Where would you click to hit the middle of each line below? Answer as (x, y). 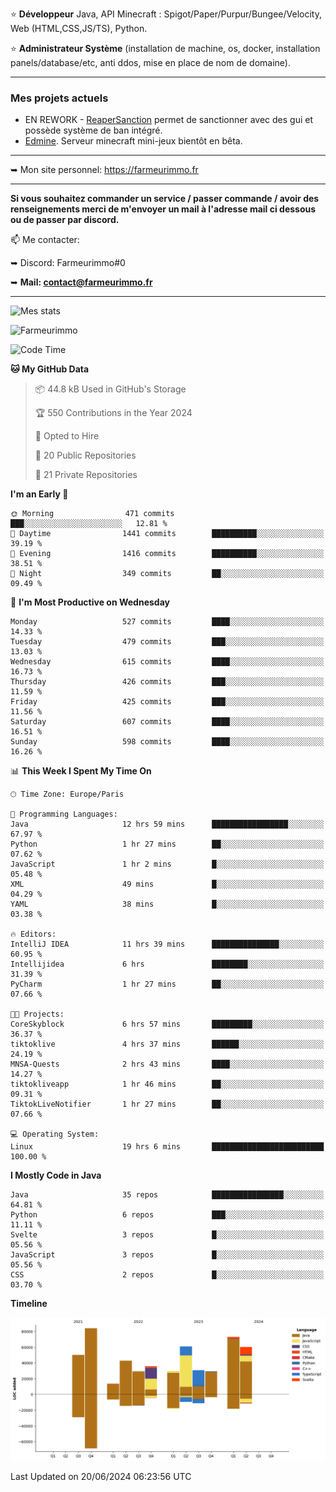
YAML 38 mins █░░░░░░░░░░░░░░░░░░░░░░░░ (167, 904)
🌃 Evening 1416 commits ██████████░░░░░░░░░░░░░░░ (167, 554)
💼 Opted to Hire (67, 436)
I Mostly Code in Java (56, 1175)
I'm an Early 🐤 (39, 494)
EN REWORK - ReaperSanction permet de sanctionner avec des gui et (169, 120)
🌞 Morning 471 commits (92, 514)
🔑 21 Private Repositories (86, 475)
